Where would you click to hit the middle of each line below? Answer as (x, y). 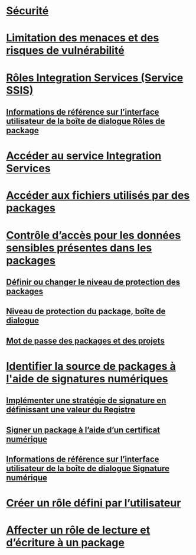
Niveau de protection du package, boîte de (86, 312)
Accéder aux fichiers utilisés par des (98, 196)
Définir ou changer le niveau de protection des (93, 282)
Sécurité (27, 11)
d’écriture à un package (66, 543)
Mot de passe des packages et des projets (86, 341)
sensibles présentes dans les (79, 248)
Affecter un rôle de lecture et (78, 530)
